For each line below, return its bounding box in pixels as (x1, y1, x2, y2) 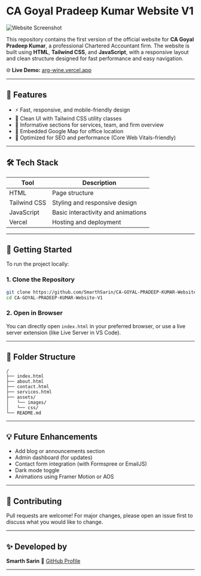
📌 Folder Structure (6, 352, 76, 362)
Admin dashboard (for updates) (14, 454, 93, 461)
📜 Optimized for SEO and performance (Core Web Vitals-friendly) (14, 134, 176, 141)
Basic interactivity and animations (51, 208, 147, 217)
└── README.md (6, 410, 42, 416)
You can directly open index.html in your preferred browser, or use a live (6, 322, 185, 329)
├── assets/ (6, 394, 36, 400)
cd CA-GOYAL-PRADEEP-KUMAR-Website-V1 (6, 295, 103, 301)
